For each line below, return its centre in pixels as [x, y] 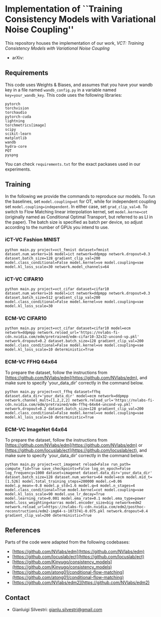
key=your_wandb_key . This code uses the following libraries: [64, 95]
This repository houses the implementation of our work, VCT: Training [74, 43]
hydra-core [16, 146]
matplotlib [16, 138]
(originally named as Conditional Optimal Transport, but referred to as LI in [79, 217]
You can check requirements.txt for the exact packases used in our [73, 164]
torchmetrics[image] [26, 125]
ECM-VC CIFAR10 [26, 318]
